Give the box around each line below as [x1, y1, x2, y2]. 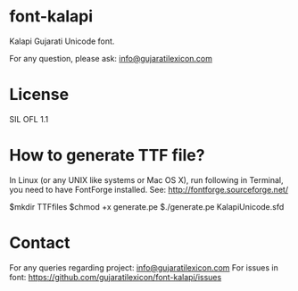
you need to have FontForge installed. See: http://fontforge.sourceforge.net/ [9, 184, 288, 195]
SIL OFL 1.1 [9, 113, 49, 124]
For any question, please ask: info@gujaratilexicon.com [9, 53, 212, 63]
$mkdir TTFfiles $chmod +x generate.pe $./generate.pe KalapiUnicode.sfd [9, 201, 285, 212]
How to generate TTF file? [9, 145, 205, 166]
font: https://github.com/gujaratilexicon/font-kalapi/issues [9, 271, 222, 282]
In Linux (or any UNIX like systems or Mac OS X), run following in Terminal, [9, 174, 284, 185]
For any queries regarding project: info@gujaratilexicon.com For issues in [9, 262, 278, 273]
